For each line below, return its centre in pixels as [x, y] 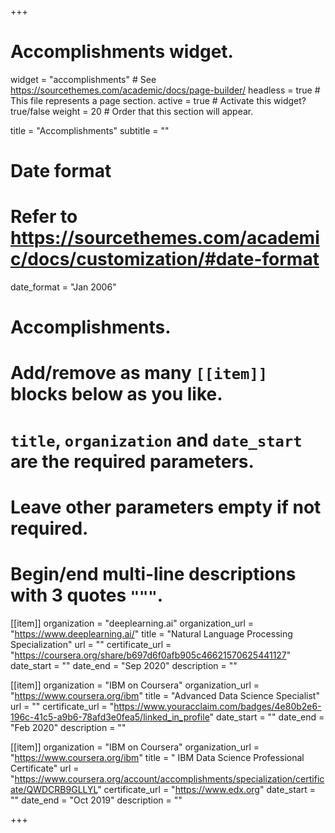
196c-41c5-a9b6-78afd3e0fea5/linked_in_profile [110, 717]
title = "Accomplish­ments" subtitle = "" [90, 130]
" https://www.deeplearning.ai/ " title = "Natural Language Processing [151, 633]
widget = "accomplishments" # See [83, 79]
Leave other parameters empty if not [166, 507]
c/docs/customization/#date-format [165, 259]
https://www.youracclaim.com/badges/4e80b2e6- [217, 706]
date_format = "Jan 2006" [63, 287]
